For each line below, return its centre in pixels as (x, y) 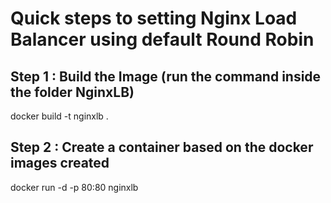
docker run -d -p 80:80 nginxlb (74, 187)
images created (60, 163)
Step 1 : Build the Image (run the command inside (166, 76)
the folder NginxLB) (72, 92)
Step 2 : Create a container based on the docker (162, 147)
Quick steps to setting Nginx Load (154, 18)
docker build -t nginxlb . (59, 116)
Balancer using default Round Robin (162, 39)
